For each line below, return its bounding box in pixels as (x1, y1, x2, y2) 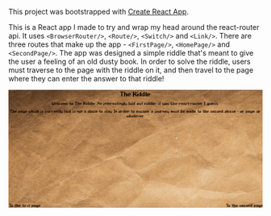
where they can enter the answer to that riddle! (8, 74, 165, 83)
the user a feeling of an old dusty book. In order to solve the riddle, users (8, 56, 252, 66)
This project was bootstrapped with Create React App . (8, 7, 190, 16)
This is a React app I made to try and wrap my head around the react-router (8, 23, 260, 31)
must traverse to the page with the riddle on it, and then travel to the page (8, 65, 254, 75)
